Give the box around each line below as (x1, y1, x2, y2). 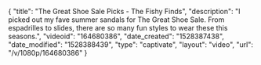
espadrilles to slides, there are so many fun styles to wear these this (8, 23, 228, 32)
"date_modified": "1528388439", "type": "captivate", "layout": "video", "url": (8, 40, 253, 49)
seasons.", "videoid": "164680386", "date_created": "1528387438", (8, 31, 225, 41)
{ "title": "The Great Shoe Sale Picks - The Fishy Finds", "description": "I (8, 7, 241, 16)
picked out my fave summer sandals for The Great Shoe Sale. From (8, 15, 225, 24)
